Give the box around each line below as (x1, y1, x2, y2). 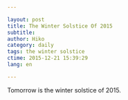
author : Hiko (7, 35, 45, 42)
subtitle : (7, 29, 36, 36)
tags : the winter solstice (7, 48, 85, 55)
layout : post (7, 16, 45, 23)
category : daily (7, 42, 54, 49)
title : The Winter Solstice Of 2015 (7, 22, 113, 30)
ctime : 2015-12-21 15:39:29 (7, 54, 89, 62)
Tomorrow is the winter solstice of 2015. (7, 86, 121, 94)
